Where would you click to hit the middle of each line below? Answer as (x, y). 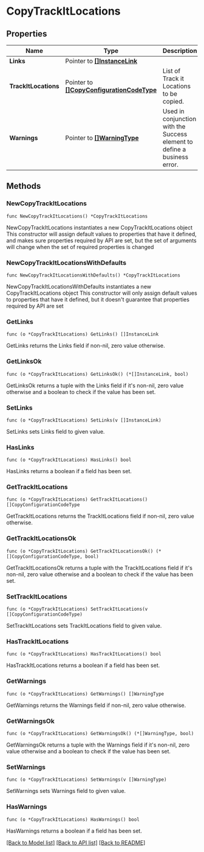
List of (172, 71)
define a (174, 149)
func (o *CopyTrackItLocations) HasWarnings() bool (73, 819)
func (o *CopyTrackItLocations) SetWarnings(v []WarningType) (87, 780)
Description (180, 51)
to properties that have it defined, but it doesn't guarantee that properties (98, 299)
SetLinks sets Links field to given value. (56, 431)
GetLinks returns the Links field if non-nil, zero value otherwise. (86, 346)
